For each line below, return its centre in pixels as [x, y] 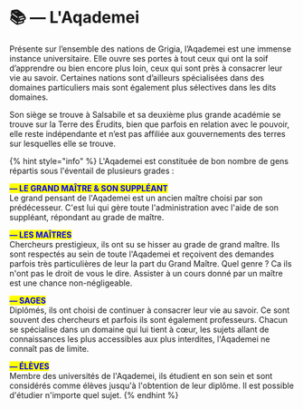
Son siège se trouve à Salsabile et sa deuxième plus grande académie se [145, 114]
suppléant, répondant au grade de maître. [87, 217]
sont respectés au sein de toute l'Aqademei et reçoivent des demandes [142, 254]
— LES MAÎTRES [41, 234]
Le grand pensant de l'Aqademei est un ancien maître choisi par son [136, 198]
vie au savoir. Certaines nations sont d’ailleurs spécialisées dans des [137, 77]
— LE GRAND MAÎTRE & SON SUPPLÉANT [89, 188]
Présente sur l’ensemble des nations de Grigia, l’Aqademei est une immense [151, 49]
